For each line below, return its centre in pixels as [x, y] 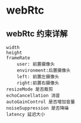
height [14, 53]
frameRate [18, 58]
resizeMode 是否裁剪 [30, 89]
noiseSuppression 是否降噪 [38, 108]
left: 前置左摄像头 [38, 77]
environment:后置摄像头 [44, 70]
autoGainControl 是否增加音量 [41, 102]
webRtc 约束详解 [37, 33]
